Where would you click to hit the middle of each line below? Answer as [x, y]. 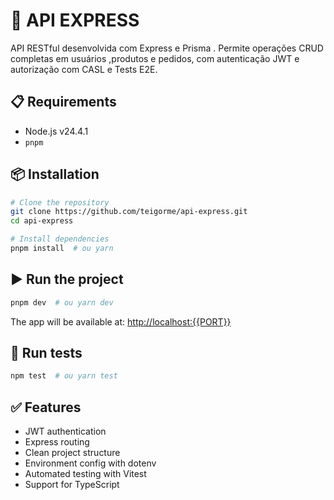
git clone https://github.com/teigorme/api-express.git [129, 212]
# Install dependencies [60, 239]
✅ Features [46, 407]
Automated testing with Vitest [85, 474]
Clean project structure [72, 453]
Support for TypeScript [72, 485]
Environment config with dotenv [90, 463]
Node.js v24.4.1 [56, 131]
